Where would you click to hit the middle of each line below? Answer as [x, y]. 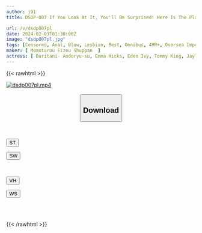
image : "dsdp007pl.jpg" [36, 40]
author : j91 [21, 12]
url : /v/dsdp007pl [29, 28]
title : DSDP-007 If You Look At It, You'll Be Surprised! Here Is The [96, 17]
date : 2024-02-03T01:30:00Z [41, 34]
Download [101, 110]
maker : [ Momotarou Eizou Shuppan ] [54, 51]
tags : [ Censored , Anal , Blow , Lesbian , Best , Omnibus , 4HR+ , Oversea [95, 45]
